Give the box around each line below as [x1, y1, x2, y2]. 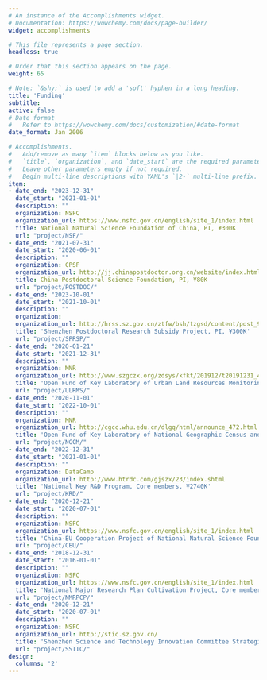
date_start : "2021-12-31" [15, 350, 102, 357]
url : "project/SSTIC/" [15, 645, 91, 653]
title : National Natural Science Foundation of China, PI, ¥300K [15, 224, 237, 232]
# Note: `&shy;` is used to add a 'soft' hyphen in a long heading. [8, 84, 240, 92]
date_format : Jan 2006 [8, 129, 83, 137]
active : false [8, 106, 56, 114]
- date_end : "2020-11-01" [8, 394, 94, 402]
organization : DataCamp [15, 468, 94, 476]
